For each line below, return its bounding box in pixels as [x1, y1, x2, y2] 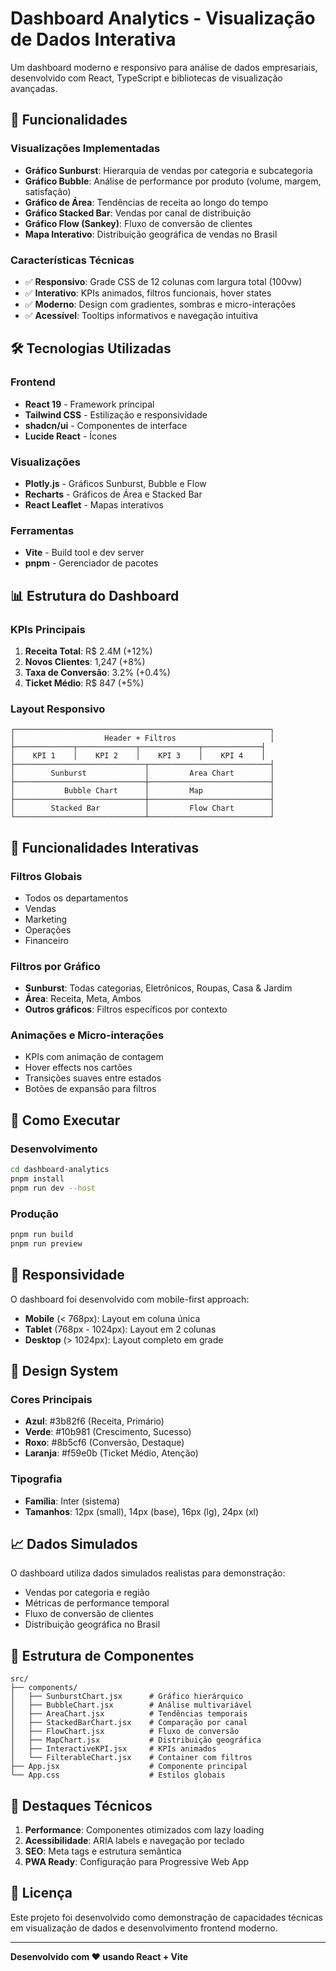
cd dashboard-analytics [10, 1165, 110, 1175]
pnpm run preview [10, 1238, 83, 1249]
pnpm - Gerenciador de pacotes [24, 557, 159, 569]
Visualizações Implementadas [10, 142, 161, 156]
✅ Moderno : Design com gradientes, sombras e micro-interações [24, 298, 297, 310]
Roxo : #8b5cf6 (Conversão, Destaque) [24, 1437, 185, 1449]
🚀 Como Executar [10, 1112, 121, 1129]
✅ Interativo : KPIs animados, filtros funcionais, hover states [24, 287, 272, 299]
